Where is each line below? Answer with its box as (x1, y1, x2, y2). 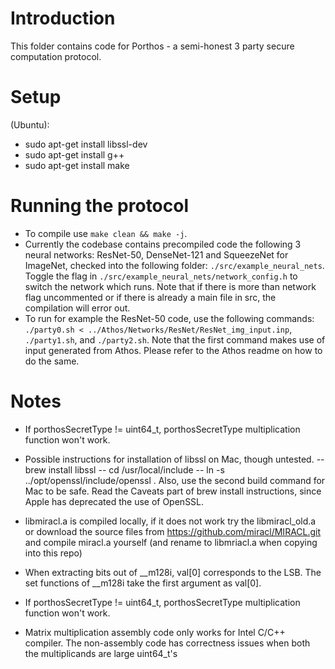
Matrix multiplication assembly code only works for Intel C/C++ (24, 626, 286, 638)
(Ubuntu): (10, 118, 50, 131)
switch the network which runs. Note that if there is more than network (24, 280, 317, 292)
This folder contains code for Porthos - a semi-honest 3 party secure (10, 40, 295, 52)
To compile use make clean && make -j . (24, 227, 188, 239)
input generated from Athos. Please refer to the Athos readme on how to (24, 344, 323, 356)
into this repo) (24, 547, 83, 559)
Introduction (10, 7, 116, 30)
